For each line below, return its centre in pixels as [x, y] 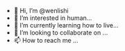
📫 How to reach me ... [46, 40]
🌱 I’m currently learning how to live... [66, 25]
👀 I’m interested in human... [53, 18]
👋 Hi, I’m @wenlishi [41, 11]
